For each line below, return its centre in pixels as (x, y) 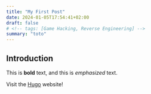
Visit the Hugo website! (35, 84)
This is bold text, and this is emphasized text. (62, 72)
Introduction (30, 58)
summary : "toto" (26, 34)
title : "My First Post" (36, 12)
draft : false (22, 23)
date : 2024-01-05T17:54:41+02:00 (48, 17)
